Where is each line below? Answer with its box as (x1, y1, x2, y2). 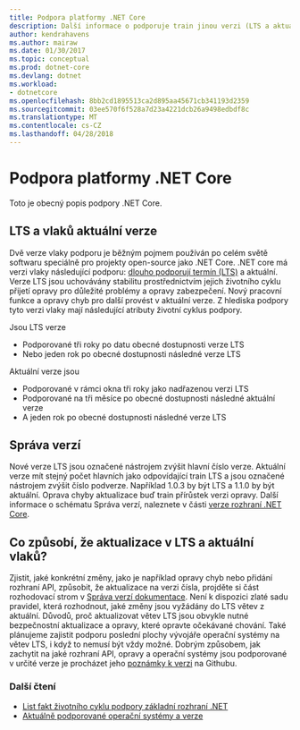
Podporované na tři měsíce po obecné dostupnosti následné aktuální (21, 393, 275, 403)
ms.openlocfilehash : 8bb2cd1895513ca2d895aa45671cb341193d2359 (9, 96, 250, 106)
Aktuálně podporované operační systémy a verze (21, 710, 204, 721)
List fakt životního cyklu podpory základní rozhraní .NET (21, 700, 229, 711)
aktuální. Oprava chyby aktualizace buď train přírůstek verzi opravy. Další (9, 489, 279, 501)
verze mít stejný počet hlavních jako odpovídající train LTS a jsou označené (9, 471, 285, 481)
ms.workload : (9, 80, 58, 89)
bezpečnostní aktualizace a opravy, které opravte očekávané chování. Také (9, 620, 287, 631)
